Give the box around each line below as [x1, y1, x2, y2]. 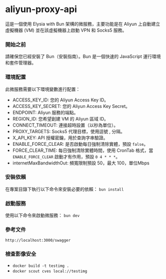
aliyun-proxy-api [5, 4, 77, 15]
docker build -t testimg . [12, 263, 69, 268]
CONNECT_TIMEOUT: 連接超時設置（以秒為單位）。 [12, 122, 118, 128]
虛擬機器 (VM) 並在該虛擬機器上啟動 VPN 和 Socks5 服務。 [5, 27, 127, 33]
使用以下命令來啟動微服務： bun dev [5, 212, 80, 218]
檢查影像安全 [5, 251, 37, 258]
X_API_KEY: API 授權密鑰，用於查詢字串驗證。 [12, 135, 108, 141]
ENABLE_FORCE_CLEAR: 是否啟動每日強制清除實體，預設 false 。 [12, 141, 148, 147]
